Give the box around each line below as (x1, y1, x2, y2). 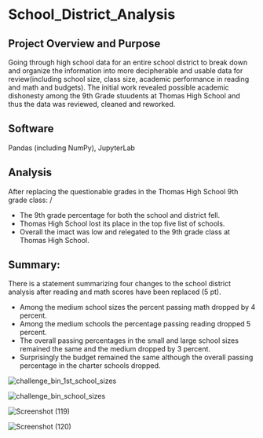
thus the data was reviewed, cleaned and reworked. (8, 100, 176, 109)
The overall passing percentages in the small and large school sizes (19, 336, 239, 345)
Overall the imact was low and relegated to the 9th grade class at (19, 226, 230, 237)
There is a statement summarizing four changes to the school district (8, 279, 232, 289)
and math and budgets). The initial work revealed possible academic (8, 83, 229, 92)
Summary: (8, 258, 60, 272)
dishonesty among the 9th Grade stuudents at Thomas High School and (8, 91, 241, 100)
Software (8, 122, 54, 135)
